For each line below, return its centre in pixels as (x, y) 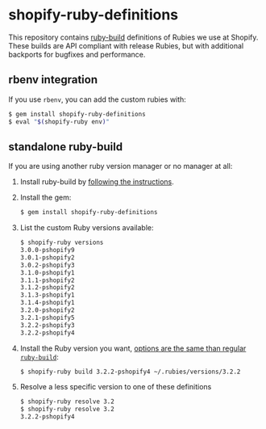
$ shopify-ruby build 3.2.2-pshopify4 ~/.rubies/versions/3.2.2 (130, 372)
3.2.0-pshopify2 (47, 310)
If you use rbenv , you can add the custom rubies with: (98, 99)
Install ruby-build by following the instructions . (97, 182)
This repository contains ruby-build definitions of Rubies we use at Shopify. (133, 37)
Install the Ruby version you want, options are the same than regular (133, 348)
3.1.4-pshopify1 (47, 303)
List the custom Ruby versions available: (87, 228)
